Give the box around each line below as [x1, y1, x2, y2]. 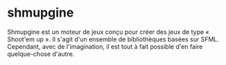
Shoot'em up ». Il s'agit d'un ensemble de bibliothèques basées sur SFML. [7, 35, 220, 43]
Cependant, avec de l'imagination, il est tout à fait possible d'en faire [7, 42, 203, 50]
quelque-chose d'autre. [7, 50, 75, 58]
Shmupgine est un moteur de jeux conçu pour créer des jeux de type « [7, 28, 209, 36]
